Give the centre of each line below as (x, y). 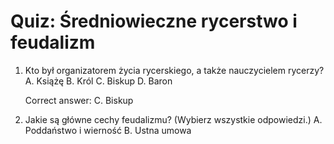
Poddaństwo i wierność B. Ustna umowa (108, 130)
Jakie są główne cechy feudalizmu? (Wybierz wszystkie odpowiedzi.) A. (173, 119)
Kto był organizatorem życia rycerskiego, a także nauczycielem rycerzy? (174, 70)
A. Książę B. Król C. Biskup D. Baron (98, 81)
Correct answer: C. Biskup (79, 100)
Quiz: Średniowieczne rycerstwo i (154, 21)
